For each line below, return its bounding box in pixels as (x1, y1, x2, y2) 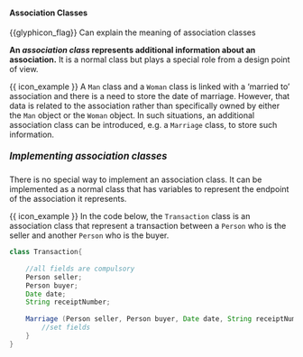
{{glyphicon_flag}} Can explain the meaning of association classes (9, 27, 256, 38)
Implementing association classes (9, 150, 168, 162)
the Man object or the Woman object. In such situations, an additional (9, 110, 255, 121)
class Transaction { (9, 248, 83, 257)
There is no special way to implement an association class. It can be (9, 174, 262, 185)
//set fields (41, 323, 91, 333)
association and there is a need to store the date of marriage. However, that (9, 91, 290, 102)
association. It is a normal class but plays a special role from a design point (9, 54, 290, 65)
